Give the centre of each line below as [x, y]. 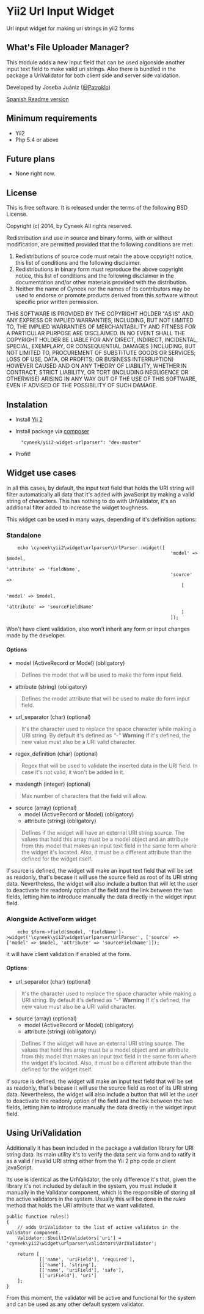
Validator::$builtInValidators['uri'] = [69, 1238]
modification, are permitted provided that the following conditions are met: [100, 245]
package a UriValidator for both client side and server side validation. [93, 75]
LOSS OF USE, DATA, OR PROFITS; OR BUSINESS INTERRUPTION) [90, 359]
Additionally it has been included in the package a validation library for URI [100, 1148]
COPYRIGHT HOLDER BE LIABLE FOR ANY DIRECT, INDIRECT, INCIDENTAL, [102, 340]
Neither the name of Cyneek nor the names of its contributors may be [103, 289]
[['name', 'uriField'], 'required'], [87, 1259]
